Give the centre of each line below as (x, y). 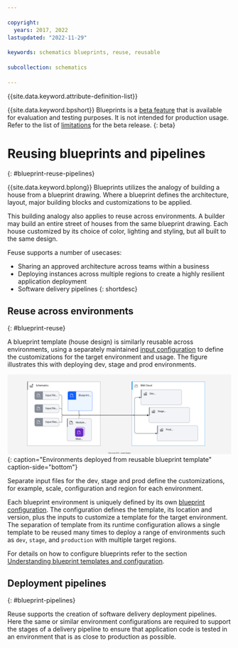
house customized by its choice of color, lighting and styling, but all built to (117, 231)
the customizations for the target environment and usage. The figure (108, 357)
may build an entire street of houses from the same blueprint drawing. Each (118, 223)
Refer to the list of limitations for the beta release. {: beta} (91, 125)
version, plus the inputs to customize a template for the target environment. (118, 517)
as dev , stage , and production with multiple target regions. (92, 539)
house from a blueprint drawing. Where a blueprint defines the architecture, (118, 195)
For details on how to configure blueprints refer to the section (97, 553)
